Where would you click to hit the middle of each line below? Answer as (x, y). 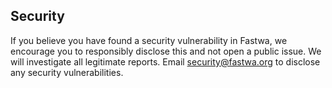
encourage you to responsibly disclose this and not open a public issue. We (166, 51)
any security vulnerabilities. (67, 72)
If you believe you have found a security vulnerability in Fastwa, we (149, 40)
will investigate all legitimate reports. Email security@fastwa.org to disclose (165, 61)
